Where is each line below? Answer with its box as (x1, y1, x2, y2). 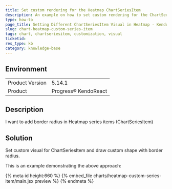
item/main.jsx (5, 178, 34, 184)
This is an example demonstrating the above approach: (5, 163, 121, 169)
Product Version (8, 79, 47, 86)
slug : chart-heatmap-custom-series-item (5, 27, 93, 32)
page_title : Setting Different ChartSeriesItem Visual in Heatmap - (5, 22, 155, 27)
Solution (5, 134, 33, 142)
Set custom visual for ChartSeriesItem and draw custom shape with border (5, 147, 163, 154)
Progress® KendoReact (51, 88, 107, 95)
